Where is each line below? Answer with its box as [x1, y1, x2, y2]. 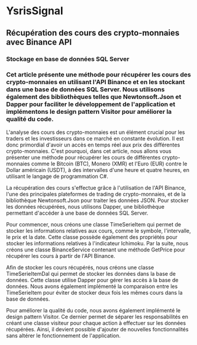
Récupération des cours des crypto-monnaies [6, 28, 180, 38]
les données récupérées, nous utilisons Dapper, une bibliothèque [6, 203, 164, 210]
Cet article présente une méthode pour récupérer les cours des [6, 71, 191, 79]
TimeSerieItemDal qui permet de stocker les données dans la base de [6, 270, 176, 277]
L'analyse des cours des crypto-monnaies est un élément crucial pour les [6, 129, 185, 136]
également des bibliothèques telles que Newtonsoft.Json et [6, 93, 182, 101]
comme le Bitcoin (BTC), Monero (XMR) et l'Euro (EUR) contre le [31, 160, 188, 167]
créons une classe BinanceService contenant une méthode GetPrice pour [6, 246, 185, 253]
